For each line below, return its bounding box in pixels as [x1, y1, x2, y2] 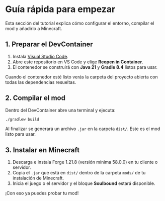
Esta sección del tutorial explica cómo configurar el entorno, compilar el [5, 20, 154, 26]
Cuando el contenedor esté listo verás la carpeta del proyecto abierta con [5, 74, 158, 80]
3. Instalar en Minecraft [5, 146, 80, 154]
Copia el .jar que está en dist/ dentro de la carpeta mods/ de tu [12, 170, 146, 176]
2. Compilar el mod [5, 94, 65, 103]
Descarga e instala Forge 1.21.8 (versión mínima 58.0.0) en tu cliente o [12, 159, 158, 165]
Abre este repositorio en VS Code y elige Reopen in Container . [12, 59, 143, 65]
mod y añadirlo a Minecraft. [5, 25, 62, 31]
